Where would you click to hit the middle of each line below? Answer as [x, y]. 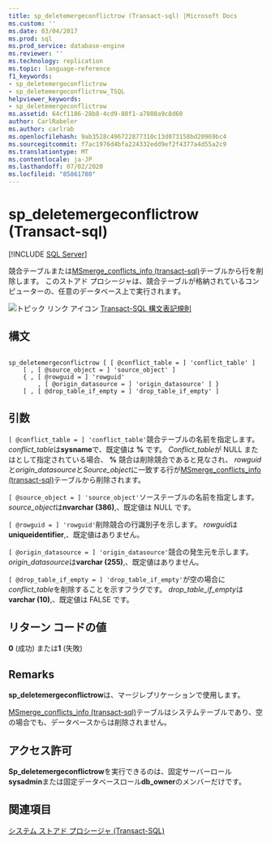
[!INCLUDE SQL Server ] [48, 254]
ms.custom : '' [32, 24]
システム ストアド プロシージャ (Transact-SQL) [86, 830]
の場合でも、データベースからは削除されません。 [90, 722]
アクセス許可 [40, 750]
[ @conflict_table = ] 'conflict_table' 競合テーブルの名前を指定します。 [134, 439]
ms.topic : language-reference [60, 69]
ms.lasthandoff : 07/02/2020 [56, 167]
